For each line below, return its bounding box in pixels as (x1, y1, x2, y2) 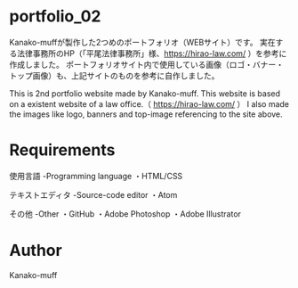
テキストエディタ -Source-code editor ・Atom (9, 189, 178, 200)
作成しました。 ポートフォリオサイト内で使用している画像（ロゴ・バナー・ (9, 59, 285, 70)
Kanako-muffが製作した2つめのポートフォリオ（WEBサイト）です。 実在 (9, 37, 276, 47)
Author (9, 241, 62, 260)
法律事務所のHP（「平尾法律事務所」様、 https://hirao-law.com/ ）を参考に (16, 47, 287, 59)
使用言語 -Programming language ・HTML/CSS (9, 170, 183, 181)
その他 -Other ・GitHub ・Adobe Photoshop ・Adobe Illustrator (9, 208, 242, 219)
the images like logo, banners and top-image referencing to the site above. (9, 109, 283, 119)
